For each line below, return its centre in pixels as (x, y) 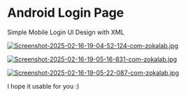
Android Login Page (66, 13)
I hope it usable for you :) (43, 86)
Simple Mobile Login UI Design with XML (66, 32)
